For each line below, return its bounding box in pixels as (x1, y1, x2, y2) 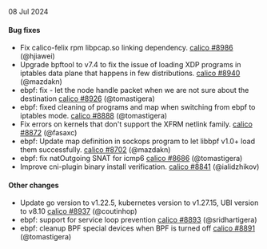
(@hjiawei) (19, 51, 56, 61)
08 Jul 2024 (8, 7, 49, 16)
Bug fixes (8, 25, 41, 34)
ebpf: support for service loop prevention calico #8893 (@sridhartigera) (19, 215, 257, 225)
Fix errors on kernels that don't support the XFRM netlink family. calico (19, 119, 253, 129)
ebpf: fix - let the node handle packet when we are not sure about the (19, 86, 249, 95)
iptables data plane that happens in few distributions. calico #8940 (19, 68, 241, 78)
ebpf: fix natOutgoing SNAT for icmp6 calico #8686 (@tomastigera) (19, 154, 243, 163)
